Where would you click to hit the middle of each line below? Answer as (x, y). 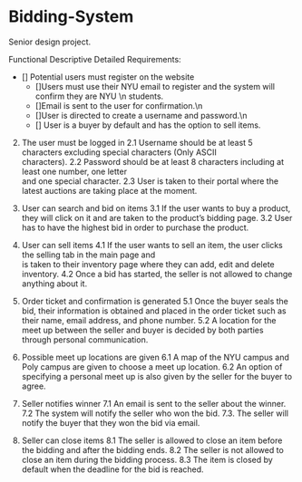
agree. (34, 386)
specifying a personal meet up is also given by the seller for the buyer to (156, 376)
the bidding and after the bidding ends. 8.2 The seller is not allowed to (153, 449)
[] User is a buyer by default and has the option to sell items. (148, 125)
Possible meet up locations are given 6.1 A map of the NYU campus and (155, 357)
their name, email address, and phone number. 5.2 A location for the (149, 320)
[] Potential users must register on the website (108, 77)
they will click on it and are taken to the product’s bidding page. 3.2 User (157, 217)
